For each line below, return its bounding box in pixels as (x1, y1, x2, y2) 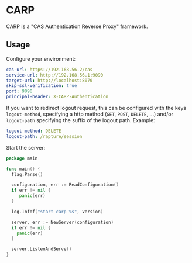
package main (6, 155, 38, 161)
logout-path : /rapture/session (6, 133, 83, 139)
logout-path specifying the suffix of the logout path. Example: (6, 117, 155, 123)
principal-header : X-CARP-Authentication (6, 94, 109, 100)
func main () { (6, 166, 41, 172)
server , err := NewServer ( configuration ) (11, 219, 114, 225)
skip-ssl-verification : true (6, 83, 77, 89)
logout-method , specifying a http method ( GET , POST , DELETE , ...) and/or (6, 110, 174, 117)
